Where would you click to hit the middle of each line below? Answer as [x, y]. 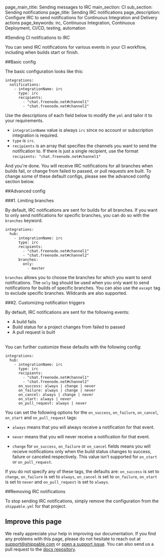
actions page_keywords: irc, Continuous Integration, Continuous [70, 23]
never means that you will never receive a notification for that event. [81, 437]
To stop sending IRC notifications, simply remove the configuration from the [82, 501]
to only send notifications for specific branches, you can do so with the [77, 215]
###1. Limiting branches [30, 201]
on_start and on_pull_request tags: [41, 418]
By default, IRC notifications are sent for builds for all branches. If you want [81, 210]
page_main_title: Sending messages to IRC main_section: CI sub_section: [79, 7]
